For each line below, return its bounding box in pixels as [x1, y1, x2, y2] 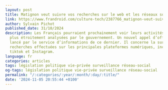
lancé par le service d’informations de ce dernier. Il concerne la [9, 40, 155, 45]
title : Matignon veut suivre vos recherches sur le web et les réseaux [5, 12, 157, 17]
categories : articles [5, 58, 50, 63]
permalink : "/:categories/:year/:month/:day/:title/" [5, 72, 120, 77]
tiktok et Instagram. [9, 49, 55, 54]
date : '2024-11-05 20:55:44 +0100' [5, 77, 79, 82]
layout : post [5, 7, 32, 12]
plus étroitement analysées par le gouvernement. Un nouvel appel [9, 35, 151, 40]
